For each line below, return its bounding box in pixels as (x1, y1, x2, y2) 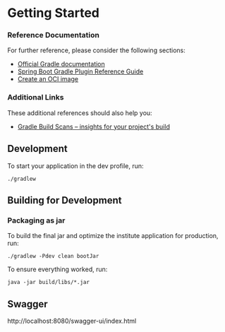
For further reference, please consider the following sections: (7, 46, 186, 54)
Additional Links (7, 93, 64, 102)
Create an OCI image (17, 75, 79, 83)
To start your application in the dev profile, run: (7, 161, 144, 170)
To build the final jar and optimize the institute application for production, (7, 232, 219, 240)
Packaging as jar (7, 215, 66, 225)
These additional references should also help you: (7, 108, 153, 117)
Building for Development (7, 194, 122, 206)
